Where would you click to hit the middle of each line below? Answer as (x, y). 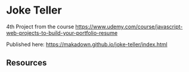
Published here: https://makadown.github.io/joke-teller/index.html (87, 44)
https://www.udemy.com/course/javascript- (129, 27)
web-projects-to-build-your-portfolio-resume (62, 32)
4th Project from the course (40, 27)
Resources (27, 63)
